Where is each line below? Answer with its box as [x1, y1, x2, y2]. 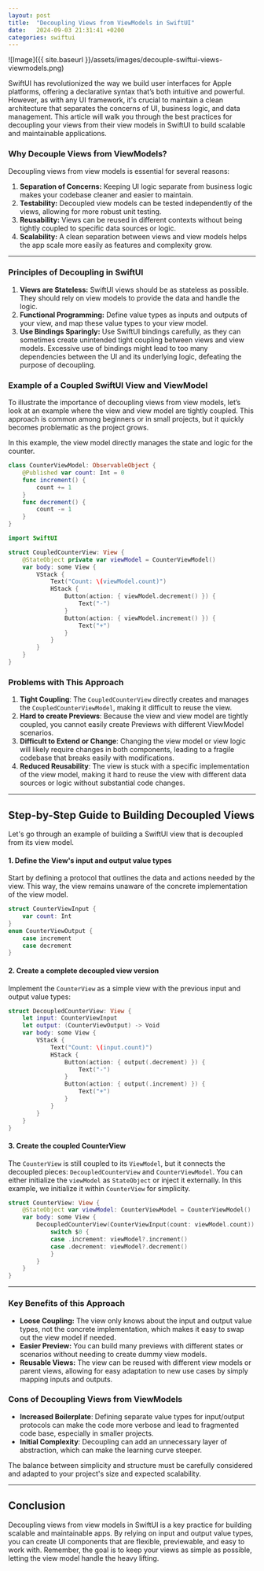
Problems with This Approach [8, 677, 124, 688]
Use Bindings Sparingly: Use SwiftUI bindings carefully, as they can [19, 326, 241, 336]
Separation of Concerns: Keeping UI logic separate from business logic [19, 182, 253, 191]
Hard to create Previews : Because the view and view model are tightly [19, 711, 249, 721]
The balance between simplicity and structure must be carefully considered [8, 1460, 253, 1470]
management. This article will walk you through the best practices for [8, 112, 233, 122]
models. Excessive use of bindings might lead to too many [19, 343, 208, 352]
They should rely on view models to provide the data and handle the [19, 293, 240, 303]
